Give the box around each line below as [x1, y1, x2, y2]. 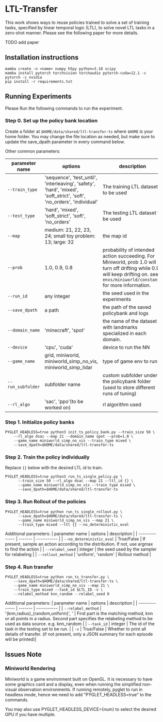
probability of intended [102, 246, 155, 253]
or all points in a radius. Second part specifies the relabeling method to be [5, 616, 153, 622]
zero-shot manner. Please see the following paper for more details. [5, 30, 139, 36]
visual [5, 686, 17, 692]
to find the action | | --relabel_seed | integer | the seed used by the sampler [5, 546, 157, 552]
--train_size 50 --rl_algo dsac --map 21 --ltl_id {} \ [17, 479, 133, 483]
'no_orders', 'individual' [44, 198, 98, 205]
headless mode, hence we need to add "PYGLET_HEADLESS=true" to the [5, 691, 152, 697]
